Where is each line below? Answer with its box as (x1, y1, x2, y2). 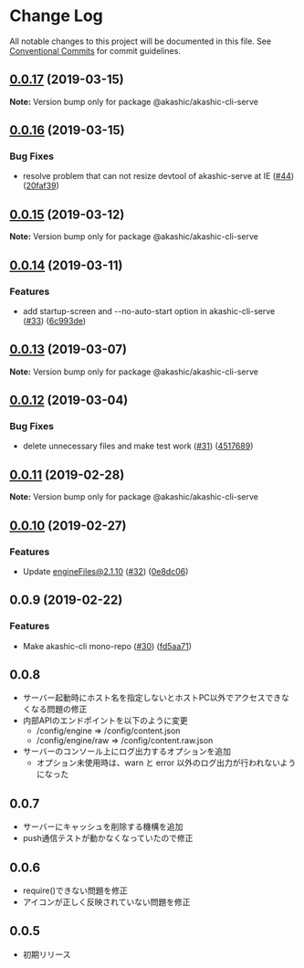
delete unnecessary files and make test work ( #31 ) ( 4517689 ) (22, 440, 254, 452)
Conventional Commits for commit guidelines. (9, 45, 181, 56)
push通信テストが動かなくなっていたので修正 (22, 833, 194, 844)
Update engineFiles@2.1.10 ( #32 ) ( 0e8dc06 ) (22, 565, 189, 576)
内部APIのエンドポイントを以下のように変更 (22, 715, 189, 726)
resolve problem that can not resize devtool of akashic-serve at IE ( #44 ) (22, 171, 295, 182)
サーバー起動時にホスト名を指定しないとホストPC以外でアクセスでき (22, 692, 282, 703)
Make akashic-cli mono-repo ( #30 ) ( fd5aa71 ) (22, 640, 192, 651)
